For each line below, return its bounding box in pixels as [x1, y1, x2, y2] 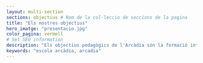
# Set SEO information [6, 37, 63, 43]
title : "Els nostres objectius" [6, 20, 88, 26]
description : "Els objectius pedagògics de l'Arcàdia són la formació [6, 43, 188, 49]
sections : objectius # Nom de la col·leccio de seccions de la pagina [6, 14, 188, 20]
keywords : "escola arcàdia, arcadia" [6, 48, 101, 54]
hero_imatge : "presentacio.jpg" [6, 25, 88, 32]
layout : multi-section [6, 8, 63, 15]
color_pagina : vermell [6, 31, 63, 37]
